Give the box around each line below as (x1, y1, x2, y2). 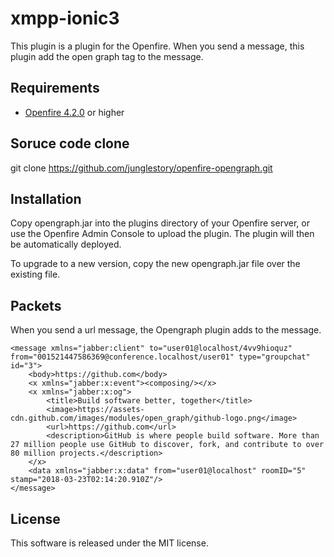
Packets (10, 297, 62, 314)
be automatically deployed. (10, 238, 122, 251)
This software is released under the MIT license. (10, 537, 209, 549)
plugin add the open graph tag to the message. (10, 50, 204, 62)
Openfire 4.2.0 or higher (24, 106, 125, 118)
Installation (10, 190, 82, 207)
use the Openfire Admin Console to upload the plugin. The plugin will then (10, 228, 315, 240)
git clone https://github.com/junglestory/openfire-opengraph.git (10, 162, 273, 174)
